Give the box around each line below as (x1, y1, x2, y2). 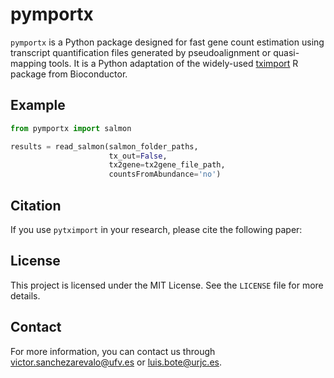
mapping (10, 57, 47, 69)
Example (10, 97, 66, 114)
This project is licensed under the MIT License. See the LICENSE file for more (10, 279, 324, 291)
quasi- (273, 46, 300, 58)
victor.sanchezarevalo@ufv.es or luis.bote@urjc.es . (10, 356, 222, 368)
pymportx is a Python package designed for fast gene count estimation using (10, 36, 325, 48)
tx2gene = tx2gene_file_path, (108, 160, 226, 170)
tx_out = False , (108, 151, 168, 161)
